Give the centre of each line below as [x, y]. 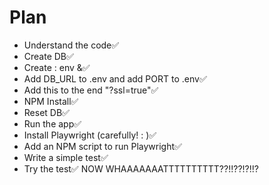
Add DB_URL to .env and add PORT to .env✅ [115, 78]
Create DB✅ [48, 56]
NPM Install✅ [51, 101]
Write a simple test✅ [66, 157]
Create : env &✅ [57, 67]
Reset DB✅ [46, 112]
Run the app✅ [52, 123]
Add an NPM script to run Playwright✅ [102, 146]
